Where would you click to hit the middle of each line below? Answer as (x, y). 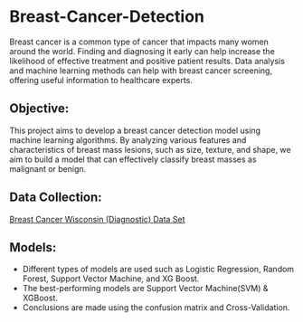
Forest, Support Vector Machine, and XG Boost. (111, 279)
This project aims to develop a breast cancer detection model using (135, 130)
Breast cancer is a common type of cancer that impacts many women (139, 42)
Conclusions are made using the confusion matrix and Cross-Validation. (156, 308)
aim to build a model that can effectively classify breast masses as (133, 159)
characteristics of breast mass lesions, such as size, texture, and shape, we (150, 149)
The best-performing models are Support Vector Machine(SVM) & (145, 289)
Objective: (39, 109)
